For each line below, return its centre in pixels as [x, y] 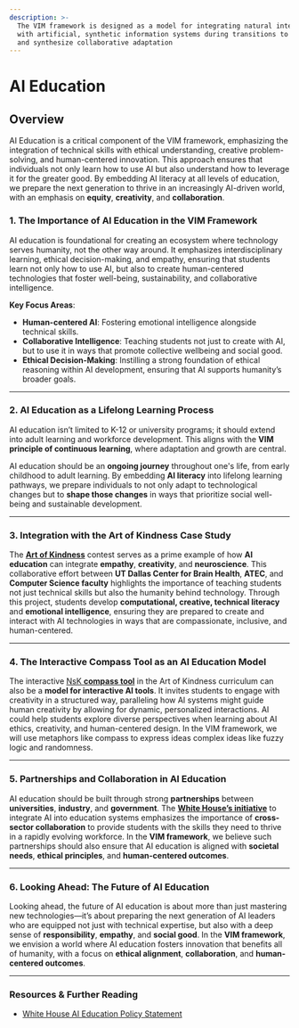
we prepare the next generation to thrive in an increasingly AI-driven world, [147, 188]
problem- [267, 150]
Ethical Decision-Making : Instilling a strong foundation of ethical [141, 360]
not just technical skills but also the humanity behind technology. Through [145, 593]
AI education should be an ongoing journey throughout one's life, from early [149, 465]
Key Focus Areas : [42, 305]
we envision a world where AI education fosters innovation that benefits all [146, 944]
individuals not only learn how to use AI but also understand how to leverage [149, 169]
